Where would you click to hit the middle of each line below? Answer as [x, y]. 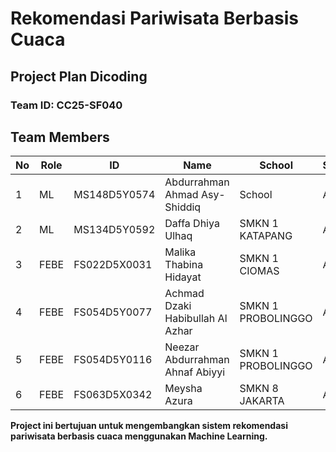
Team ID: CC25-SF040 [66, 105]
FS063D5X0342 [113, 395]
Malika [180, 252]
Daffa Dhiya [192, 224]
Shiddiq [183, 207]
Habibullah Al [196, 319]
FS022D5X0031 [113, 265]
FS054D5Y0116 [113, 360]
